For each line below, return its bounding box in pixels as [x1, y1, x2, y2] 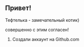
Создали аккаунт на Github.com [12, 36, 80, 42]
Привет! [5, 4, 32, 12]
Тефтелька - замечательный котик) [5, 17, 80, 23]
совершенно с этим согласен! [5, 27, 69, 33]
